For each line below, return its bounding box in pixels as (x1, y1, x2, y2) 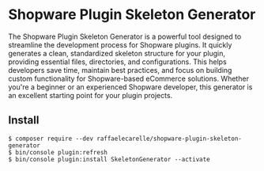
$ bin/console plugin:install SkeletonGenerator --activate (8, 155, 211, 163)
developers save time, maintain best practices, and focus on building (8, 65, 232, 74)
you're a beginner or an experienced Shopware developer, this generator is (8, 82, 253, 92)
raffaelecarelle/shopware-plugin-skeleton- (96, 135, 243, 142)
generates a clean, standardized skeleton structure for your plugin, (8, 48, 226, 58)
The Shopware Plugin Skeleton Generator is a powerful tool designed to (8, 32, 242, 41)
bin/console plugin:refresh (15, 148, 108, 156)
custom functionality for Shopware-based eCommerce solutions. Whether (8, 74, 249, 83)
